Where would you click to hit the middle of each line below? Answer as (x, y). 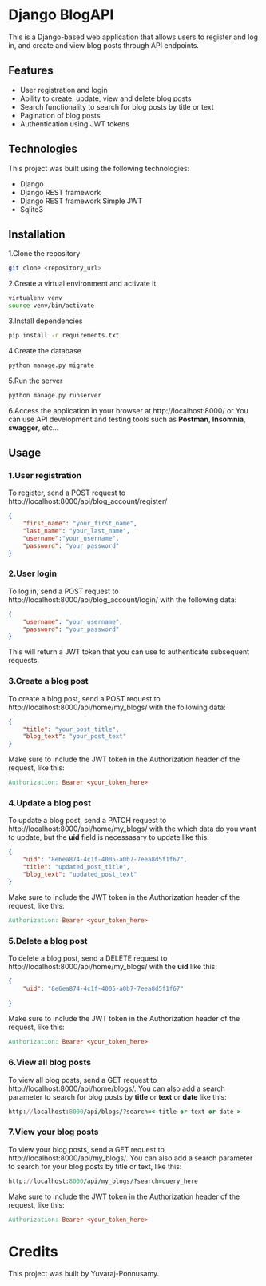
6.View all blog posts (50, 1063)
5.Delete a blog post (48, 941)
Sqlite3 (32, 209)
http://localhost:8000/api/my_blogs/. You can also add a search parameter (131, 1158)
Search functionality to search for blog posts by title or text (117, 106)
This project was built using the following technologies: (99, 168)
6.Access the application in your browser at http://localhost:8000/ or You (129, 410)
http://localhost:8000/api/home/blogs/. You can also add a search (117, 1088)
